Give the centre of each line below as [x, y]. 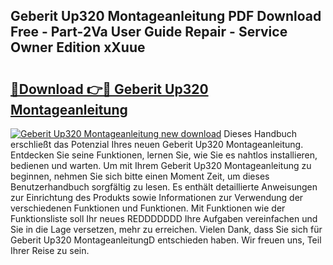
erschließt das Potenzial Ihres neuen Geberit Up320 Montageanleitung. [157, 144]
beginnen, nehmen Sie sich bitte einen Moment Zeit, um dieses [140, 176]
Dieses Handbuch [260, 133]
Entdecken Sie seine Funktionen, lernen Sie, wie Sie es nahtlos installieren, [164, 155]
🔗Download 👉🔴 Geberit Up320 [109, 89]
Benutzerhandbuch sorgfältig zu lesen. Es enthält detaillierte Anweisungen [164, 187]
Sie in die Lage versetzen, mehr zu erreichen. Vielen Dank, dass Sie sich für [166, 229]
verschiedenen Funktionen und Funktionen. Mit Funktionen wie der [148, 208]
